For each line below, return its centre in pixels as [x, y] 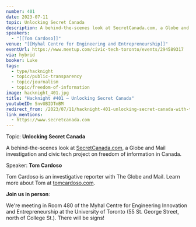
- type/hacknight [32, 71]
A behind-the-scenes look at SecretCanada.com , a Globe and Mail [86, 148]
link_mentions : [24, 114]
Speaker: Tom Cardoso [34, 165]
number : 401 [20, 11]
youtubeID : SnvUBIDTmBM [35, 104]
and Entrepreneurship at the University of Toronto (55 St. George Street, [93, 212]
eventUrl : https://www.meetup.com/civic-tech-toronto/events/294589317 [95, 50]
